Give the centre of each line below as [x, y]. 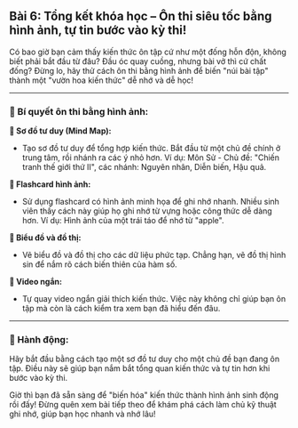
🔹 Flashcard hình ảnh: [50, 184]
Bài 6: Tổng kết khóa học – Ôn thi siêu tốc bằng [141, 16]
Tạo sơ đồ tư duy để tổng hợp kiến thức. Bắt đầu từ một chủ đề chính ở [151, 149]
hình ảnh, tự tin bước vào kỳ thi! [98, 31]
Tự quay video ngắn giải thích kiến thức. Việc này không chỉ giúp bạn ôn [154, 299]
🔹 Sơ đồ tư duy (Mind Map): [60, 131]
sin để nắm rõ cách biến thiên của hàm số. [99, 264]
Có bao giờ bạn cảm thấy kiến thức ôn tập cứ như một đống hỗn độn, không [148, 52]
